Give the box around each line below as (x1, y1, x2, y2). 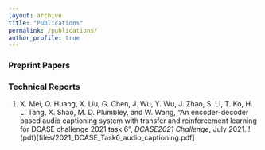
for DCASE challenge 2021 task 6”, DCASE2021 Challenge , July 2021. (19, 125, 247, 134)
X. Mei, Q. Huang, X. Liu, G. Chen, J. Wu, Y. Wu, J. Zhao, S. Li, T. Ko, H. (19, 99, 253, 109)
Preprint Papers (8, 60, 70, 71)
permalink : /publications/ (8, 26, 98, 34)
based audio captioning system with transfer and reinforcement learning (19, 116, 257, 125)
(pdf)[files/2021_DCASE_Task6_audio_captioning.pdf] (19, 133, 195, 143)
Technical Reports (8, 81, 81, 92)
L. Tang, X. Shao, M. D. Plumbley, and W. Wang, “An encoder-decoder (19, 108, 249, 117)
